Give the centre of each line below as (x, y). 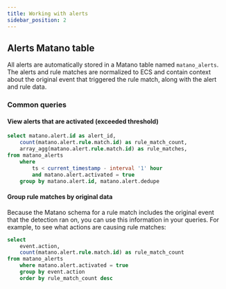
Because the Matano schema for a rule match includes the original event (111, 212)
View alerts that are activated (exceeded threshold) (83, 121)
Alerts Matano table (51, 48)
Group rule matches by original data (60, 197)
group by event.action (52, 272)
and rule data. (27, 87)
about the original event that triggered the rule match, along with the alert (112, 80)
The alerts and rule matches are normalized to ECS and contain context (109, 72)
